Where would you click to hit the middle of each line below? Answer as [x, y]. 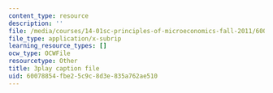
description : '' [36, 23]
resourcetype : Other [43, 61]
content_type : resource [49, 16]
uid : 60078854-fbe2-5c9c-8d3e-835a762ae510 [83, 76]
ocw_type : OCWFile [39, 53]
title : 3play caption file [54, 69]
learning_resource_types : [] [58, 46]
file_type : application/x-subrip [65, 38]
